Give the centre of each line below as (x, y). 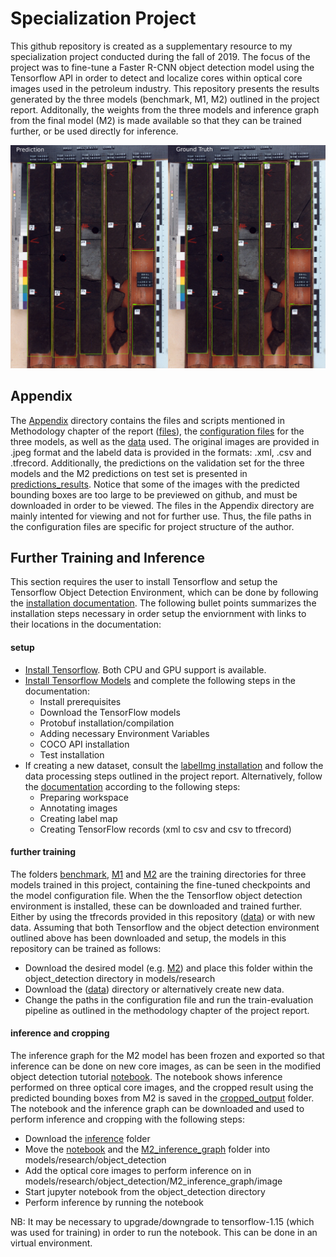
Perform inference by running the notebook (114, 1202)
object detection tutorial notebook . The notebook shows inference (146, 1076)
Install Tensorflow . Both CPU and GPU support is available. (145, 669)
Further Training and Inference (107, 557)
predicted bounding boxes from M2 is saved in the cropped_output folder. (162, 1098)
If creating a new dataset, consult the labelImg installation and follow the (174, 765)
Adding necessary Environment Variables (124, 733)
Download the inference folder (87, 1138)
